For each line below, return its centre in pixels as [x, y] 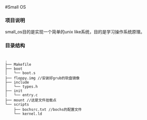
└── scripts [17, 104]
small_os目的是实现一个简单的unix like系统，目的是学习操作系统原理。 [75, 32]
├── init [14, 91]
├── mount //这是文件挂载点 [31, 100]
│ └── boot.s [20, 73]
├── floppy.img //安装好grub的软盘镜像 [42, 78]
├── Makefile [18, 64]
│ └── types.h [21, 87]
